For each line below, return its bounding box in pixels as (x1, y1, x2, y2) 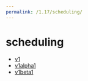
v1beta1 (14, 68, 34, 76)
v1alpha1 (14, 62, 36, 69)
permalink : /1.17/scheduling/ (5, 9, 83, 15)
